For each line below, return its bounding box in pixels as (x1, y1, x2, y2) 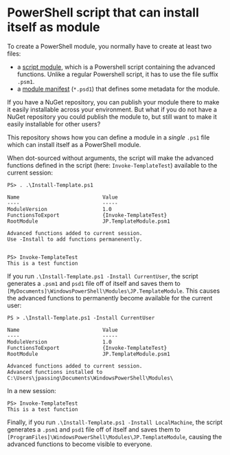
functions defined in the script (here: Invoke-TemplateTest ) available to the (7, 161, 218, 169)
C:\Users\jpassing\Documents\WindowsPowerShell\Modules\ (7, 375, 174, 381)
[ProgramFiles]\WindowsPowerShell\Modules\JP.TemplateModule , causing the (7, 432, 222, 441)
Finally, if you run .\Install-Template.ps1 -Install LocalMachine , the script (7, 418, 223, 426)
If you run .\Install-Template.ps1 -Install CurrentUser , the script (7, 271, 198, 280)
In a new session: (7, 386, 56, 395)
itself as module (7, 19, 101, 35)
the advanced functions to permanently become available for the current (7, 293, 213, 302)
